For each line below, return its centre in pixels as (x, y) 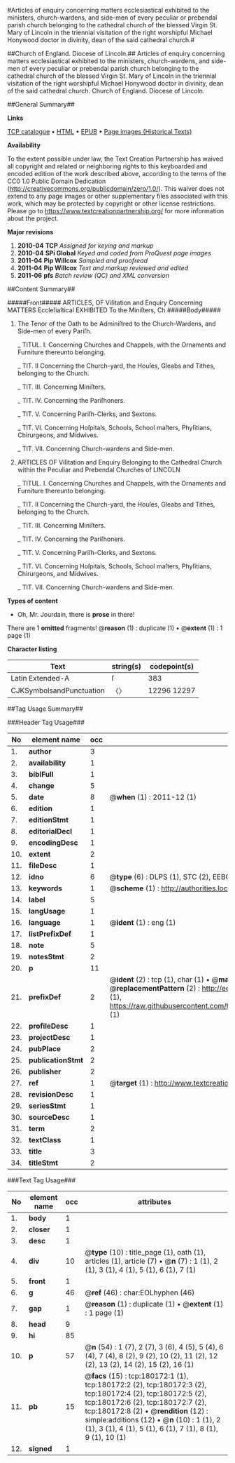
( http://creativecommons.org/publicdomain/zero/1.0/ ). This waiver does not (116, 188)
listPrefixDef (50, 934)
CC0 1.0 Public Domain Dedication (57, 181)
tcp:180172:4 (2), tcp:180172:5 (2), (146, 1394)
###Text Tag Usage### (42, 1180)
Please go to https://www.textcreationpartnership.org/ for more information (116, 211)
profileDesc (49, 1026)
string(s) (127, 666)
